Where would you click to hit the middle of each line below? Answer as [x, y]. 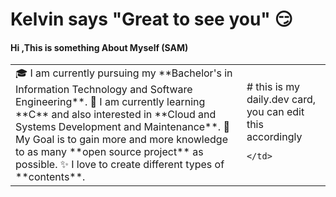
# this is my [273, 86]
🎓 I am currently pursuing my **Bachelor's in [124, 73]
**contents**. [50, 177]
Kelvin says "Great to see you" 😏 [151, 19]
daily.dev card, [281, 99]
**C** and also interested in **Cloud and [116, 115]
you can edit [275, 111]
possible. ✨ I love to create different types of [120, 165]
